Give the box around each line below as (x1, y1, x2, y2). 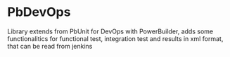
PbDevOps (7, 4, 71, 20)
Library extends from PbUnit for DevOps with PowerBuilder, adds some (7, 27, 213, 35)
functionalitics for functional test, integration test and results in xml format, (7, 34, 224, 42)
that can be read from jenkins (7, 42, 93, 50)
